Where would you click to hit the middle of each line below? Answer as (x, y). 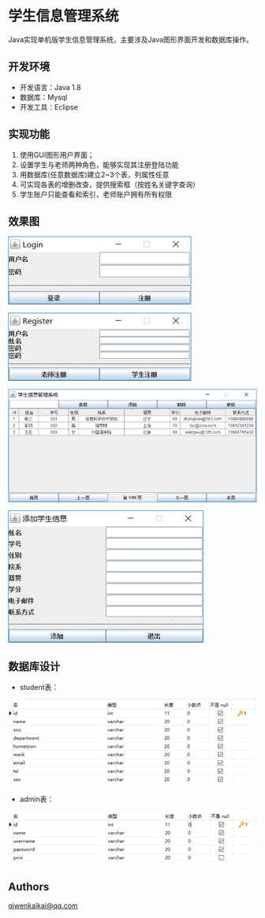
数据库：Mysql (43, 97)
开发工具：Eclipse (49, 106)
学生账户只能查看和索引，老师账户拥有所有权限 (95, 194)
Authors (29, 887)
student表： (39, 687)
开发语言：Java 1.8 (50, 87)
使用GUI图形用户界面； (57, 155)
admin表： (37, 799)
